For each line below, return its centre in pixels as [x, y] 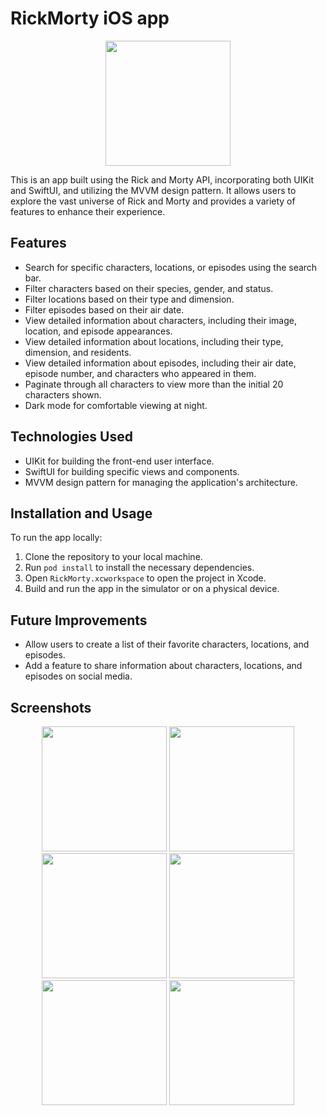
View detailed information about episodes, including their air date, [160, 363]
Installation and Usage [81, 513]
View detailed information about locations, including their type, [154, 341]
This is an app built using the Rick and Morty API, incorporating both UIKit [162, 179]
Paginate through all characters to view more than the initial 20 [154, 384]
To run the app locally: [56, 538]
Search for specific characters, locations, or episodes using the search [171, 267]
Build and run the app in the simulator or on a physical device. [152, 589]
